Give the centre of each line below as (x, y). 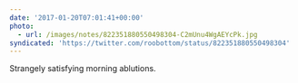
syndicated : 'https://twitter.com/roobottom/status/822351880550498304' (150, 43)
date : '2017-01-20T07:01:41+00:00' (77, 18)
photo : (22, 26)
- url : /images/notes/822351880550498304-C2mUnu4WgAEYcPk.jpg (138, 34)
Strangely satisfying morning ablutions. (83, 69)
